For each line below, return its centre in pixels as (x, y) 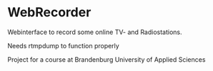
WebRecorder (49, 12)
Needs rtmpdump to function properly (63, 45)
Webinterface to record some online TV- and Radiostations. (95, 32)
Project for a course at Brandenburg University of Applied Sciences (106, 59)
